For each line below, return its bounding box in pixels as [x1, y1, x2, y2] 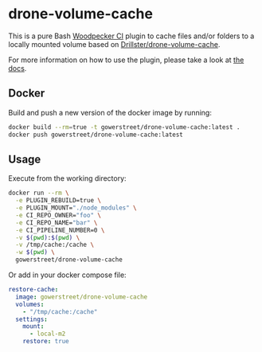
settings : [15, 315, 48, 323]
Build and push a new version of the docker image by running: [8, 108, 213, 117]
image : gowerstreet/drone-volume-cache [15, 292, 148, 301]
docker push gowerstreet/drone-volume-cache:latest [8, 131, 183, 139]
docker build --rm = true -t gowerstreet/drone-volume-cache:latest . [8, 123, 240, 131]
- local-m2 [29, 330, 66, 338]
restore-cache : [8, 286, 59, 294]
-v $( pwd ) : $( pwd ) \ [15, 233, 80, 241]
